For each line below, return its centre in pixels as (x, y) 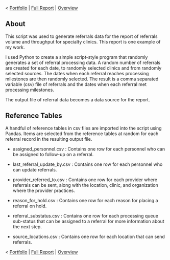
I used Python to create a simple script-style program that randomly (77, 57)
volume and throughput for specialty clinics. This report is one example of (83, 41)
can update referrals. (35, 169)
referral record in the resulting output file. (49, 139)
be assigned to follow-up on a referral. (53, 154)
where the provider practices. (44, 190)
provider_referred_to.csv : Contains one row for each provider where (85, 180)
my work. (15, 47)
